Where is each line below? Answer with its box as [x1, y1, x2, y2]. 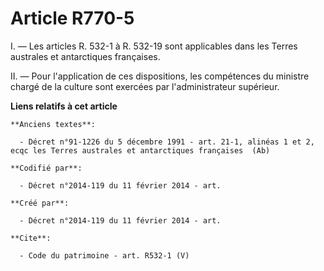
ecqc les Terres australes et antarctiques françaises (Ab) [10, 145, 271, 156]
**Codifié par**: [10, 163, 83, 173]
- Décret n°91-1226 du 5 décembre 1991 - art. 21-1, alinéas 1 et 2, [19, 137, 315, 147]
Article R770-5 [10, 7, 135, 30]
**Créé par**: [10, 198, 70, 208]
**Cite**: [10, 233, 52, 243]
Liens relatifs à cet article [10, 100, 118, 112]
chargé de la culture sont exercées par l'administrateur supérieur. [10, 80, 280, 92]
